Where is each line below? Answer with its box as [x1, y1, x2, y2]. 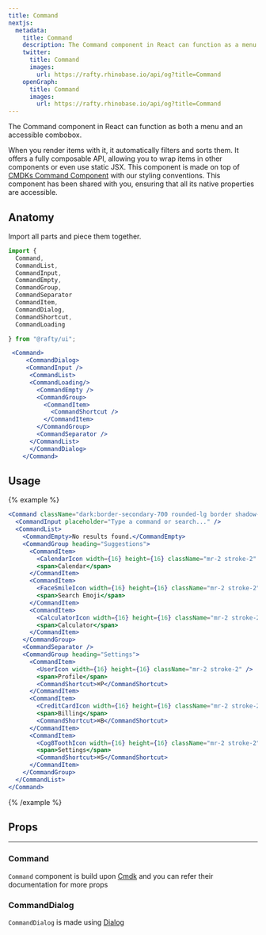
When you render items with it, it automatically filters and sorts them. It [8, 146, 239, 155]
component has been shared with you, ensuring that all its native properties [8, 179, 255, 189]
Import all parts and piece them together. [8, 231, 142, 241]
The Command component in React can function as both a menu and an [8, 122, 244, 132]
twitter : [22, 48, 51, 56]
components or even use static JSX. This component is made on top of [8, 162, 240, 172]
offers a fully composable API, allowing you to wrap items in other [8, 154, 223, 163]
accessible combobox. [8, 130, 82, 139]
